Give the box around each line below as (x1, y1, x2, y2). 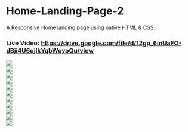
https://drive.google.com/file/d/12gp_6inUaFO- (41, 39, 182, 47)
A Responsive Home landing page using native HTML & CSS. (6, 24, 156, 31)
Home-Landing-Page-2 (6, 4, 124, 18)
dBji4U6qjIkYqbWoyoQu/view (6, 46, 94, 54)
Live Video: (6, 39, 40, 47)
